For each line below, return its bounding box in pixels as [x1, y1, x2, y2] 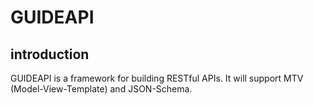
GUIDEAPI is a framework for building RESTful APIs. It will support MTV [10, 72, 304, 84]
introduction [10, 46, 90, 63]
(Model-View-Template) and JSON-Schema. [10, 83, 193, 95]
